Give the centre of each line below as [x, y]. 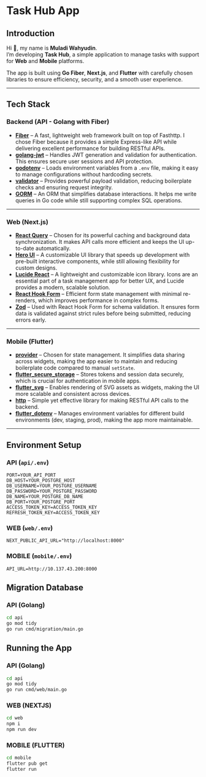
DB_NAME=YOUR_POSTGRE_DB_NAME [45, 496]
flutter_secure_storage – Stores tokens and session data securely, [100, 374]
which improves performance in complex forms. [98, 300]
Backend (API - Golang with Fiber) [58, 122]
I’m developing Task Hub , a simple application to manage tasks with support [103, 55]
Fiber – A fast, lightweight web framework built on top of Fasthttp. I [100, 135]
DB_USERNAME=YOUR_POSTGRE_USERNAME [52, 486]
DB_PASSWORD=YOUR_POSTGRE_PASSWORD [52, 491]
